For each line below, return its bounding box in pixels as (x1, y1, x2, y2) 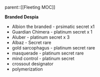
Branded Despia (4, 14, 38, 19)
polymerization (11, 66, 43, 72)
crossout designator (11, 61, 53, 66)
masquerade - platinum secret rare (11, 50, 84, 56)
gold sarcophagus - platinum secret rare (11, 45, 95, 50)
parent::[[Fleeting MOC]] (4, 4, 55, 10)
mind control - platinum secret (11, 55, 74, 61)
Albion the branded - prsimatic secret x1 (11, 23, 95, 29)
